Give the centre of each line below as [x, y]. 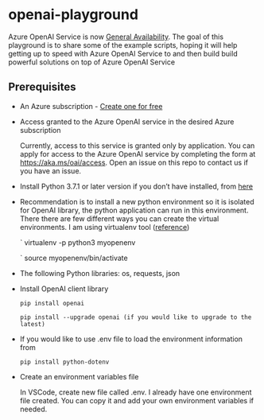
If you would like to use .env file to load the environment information [131, 339]
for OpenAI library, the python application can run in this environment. [134, 210]
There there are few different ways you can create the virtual [119, 218]
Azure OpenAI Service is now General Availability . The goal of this [116, 37]
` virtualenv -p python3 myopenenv [78, 242]
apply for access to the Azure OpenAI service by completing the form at [138, 154]
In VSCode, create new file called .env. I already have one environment [136, 392]
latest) [32, 324]
